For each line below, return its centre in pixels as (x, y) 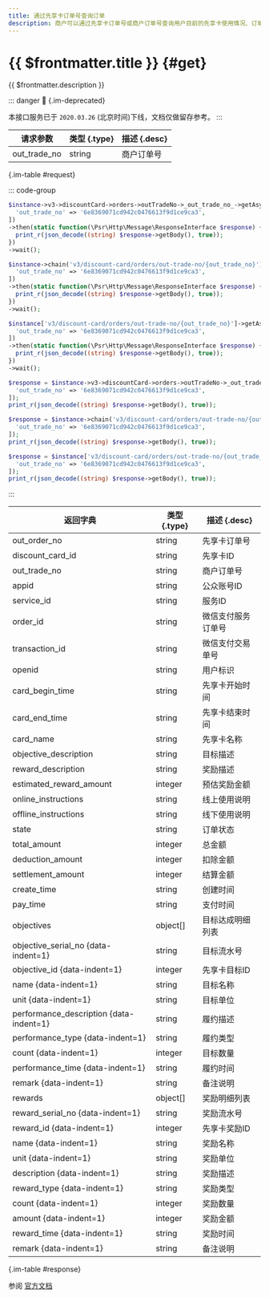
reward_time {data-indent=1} (68, 1234)
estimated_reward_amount (62, 785)
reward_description (49, 769)
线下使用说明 (226, 815)
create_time (34, 890)
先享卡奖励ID (226, 1129)
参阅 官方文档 (30, 1286)
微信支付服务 (226, 616)
